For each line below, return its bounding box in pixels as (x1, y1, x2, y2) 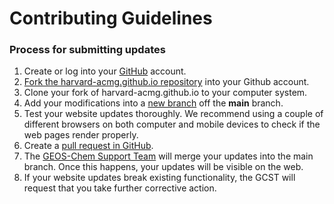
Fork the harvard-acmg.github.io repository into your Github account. (23, 76, 310, 88)
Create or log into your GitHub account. (23, 65, 187, 77)
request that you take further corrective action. (23, 182, 217, 194)
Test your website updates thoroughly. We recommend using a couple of (23, 108, 324, 120)
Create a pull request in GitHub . (23, 140, 154, 152)
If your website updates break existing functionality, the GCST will (23, 172, 296, 184)
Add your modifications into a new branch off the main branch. (23, 97, 284, 109)
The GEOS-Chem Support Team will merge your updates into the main (23, 150, 314, 162)
